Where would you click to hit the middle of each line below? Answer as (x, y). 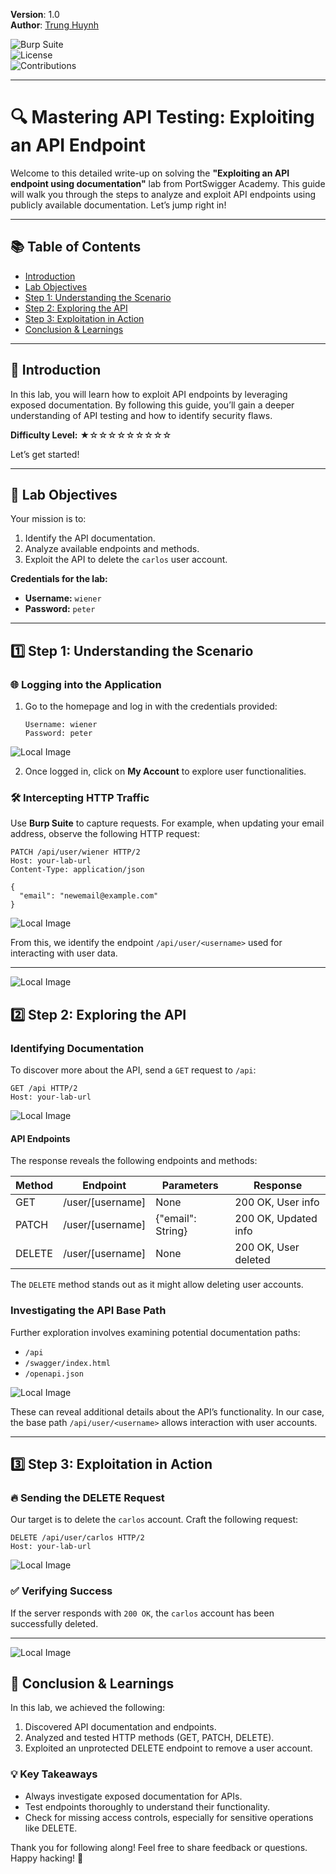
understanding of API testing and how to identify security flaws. (141, 415)
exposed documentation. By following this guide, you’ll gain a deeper (152, 405)
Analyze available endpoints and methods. (112, 549)
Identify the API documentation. (90, 538)
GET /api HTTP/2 (44, 1089)
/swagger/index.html (67, 1363)
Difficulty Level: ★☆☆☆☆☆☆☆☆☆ (91, 435)
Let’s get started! (45, 454)
